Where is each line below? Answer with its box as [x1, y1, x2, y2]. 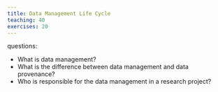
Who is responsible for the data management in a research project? [17, 77, 212, 86]
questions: [7, 42, 38, 50]
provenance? [17, 70, 56, 78]
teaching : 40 [7, 17, 45, 24]
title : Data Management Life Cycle [7, 10, 111, 17]
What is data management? [17, 55, 96, 64]
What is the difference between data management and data [17, 63, 189, 71]
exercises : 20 [7, 23, 49, 30]
